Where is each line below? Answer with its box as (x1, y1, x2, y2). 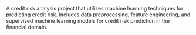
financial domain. (6, 23, 48, 30)
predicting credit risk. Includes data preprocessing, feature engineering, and (6, 11, 191, 18)
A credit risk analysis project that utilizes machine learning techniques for (6, 5, 184, 12)
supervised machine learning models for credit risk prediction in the (6, 17, 170, 24)
